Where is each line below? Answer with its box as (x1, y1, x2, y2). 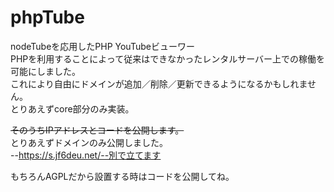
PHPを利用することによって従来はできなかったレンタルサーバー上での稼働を (10, 52, 326, 65)
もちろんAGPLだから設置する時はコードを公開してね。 (10, 170, 235, 182)
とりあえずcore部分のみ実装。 (10, 102, 135, 115)
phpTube (10, 6, 85, 29)
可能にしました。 (10, 65, 81, 77)
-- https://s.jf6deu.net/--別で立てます (10, 149, 162, 161)
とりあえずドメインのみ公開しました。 (10, 136, 168, 148)
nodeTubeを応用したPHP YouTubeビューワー (10, 40, 195, 52)
